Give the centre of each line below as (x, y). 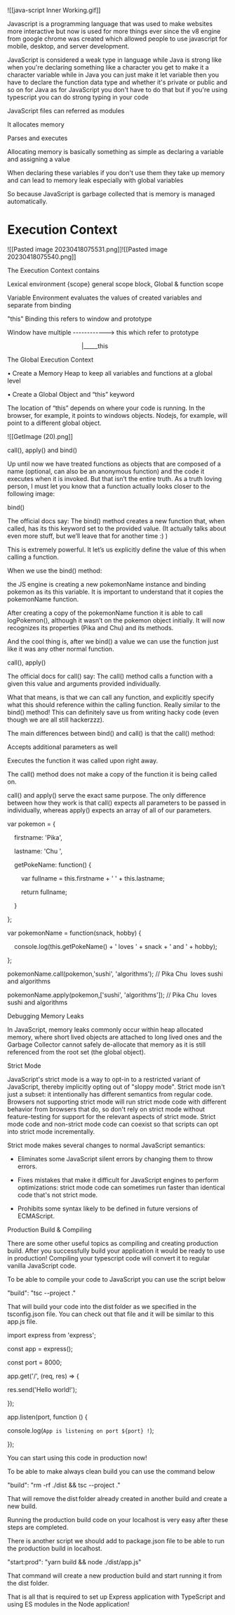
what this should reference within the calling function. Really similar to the (114, 704)
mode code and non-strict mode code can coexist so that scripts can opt (113, 1124)
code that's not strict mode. (58, 1194)
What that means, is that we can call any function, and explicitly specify (111, 697)
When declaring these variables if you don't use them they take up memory (116, 173)
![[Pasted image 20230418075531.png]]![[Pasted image (88, 249)
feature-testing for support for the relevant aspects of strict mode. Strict (112, 1116)
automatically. (27, 201)
